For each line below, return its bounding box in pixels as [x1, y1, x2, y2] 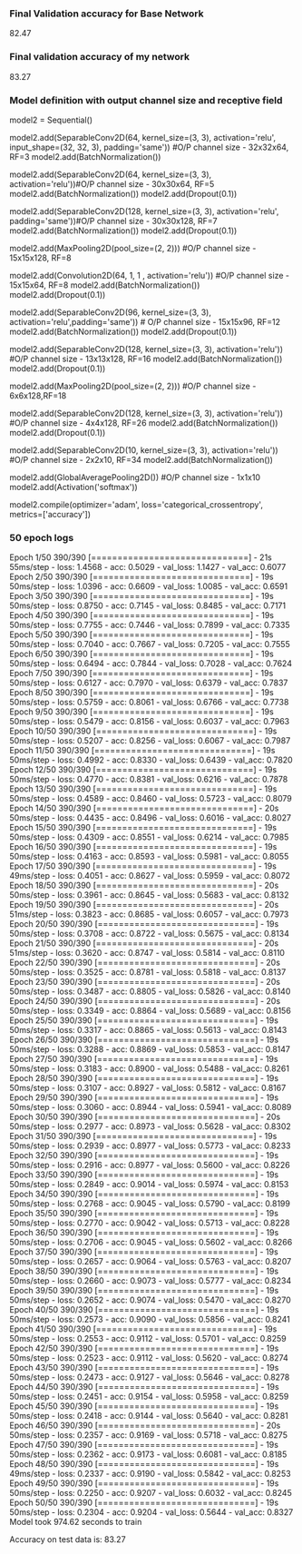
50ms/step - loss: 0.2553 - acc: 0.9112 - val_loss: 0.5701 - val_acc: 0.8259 [9, 1333, 287, 1344]
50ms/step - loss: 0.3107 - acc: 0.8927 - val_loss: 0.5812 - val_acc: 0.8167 [9, 1083, 287, 1094]
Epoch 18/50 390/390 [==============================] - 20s [9, 880, 279, 891]
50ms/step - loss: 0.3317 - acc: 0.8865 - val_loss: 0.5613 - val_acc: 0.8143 [9, 1025, 287, 1036]
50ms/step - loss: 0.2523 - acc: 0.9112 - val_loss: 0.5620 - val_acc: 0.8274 [9, 1352, 288, 1363]
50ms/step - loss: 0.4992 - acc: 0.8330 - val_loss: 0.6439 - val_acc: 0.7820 [9, 754, 293, 765]
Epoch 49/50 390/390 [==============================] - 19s [9, 1478, 279, 1489]
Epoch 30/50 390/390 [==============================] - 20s [9, 1111, 281, 1123]
